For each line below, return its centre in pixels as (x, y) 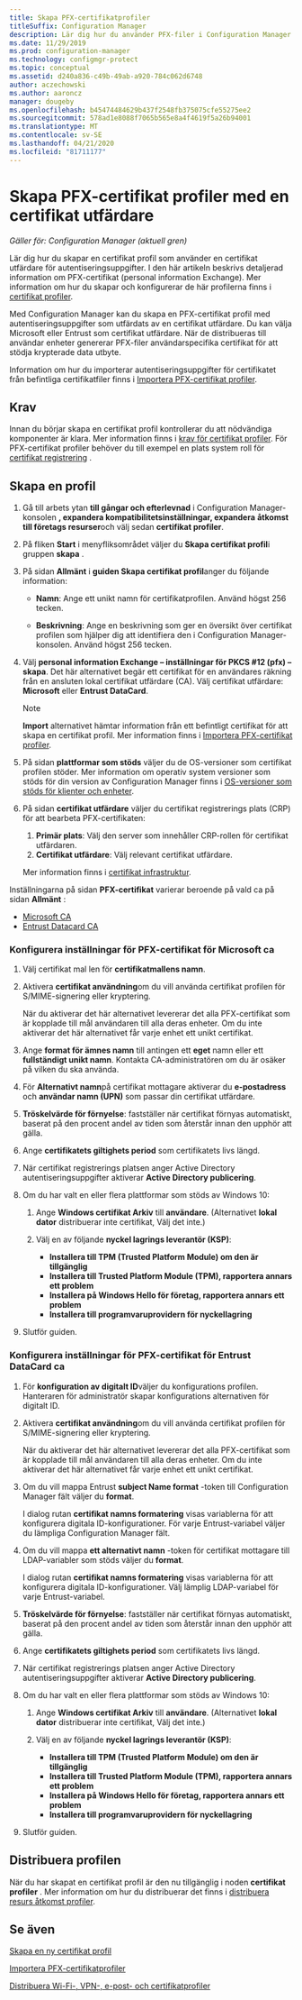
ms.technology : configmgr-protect (74, 59)
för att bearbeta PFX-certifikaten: (84, 818)
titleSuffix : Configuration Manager (78, 26)
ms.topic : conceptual (50, 68)
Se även (32, 1929)
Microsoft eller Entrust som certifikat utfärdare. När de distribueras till (138, 333)
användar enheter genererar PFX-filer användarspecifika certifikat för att (144, 342)
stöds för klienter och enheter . (78, 791)
